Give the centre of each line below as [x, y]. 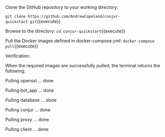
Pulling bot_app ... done [30, 90]
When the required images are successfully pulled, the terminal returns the [83, 65]
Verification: [18, 56]
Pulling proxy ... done [27, 119]
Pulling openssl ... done [29, 81]
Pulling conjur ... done [28, 110]
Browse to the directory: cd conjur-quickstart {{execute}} [65, 31]
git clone [16, 17]
